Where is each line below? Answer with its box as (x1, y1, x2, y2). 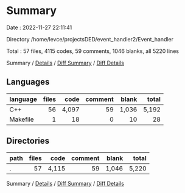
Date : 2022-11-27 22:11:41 (6, 24, 72, 31)
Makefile (9, 115, 35, 124)
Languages (6, 77, 50, 87)
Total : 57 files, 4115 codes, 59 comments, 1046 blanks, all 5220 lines (6, 47, 180, 55)
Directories (6, 136, 50, 146)
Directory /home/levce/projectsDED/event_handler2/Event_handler (6, 35, 174, 43)
